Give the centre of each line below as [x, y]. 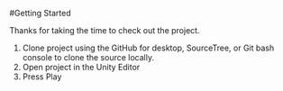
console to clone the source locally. [88, 57]
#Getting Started [40, 13]
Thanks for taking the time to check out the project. [105, 30]
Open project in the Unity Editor [81, 67]
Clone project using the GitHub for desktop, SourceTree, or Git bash [148, 48]
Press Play [42, 77]
